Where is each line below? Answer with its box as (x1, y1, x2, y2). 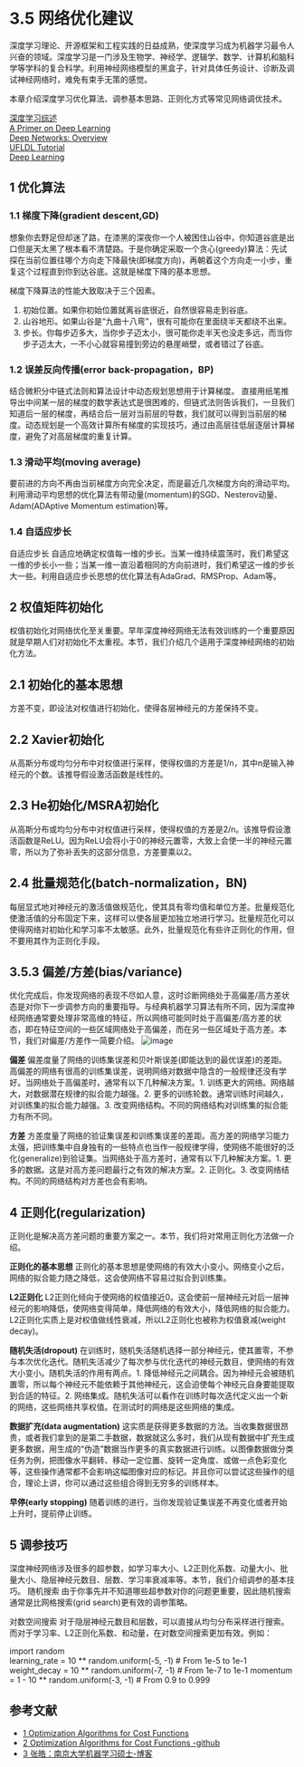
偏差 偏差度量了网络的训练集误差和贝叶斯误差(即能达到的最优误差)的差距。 (9, 1055, 288, 1066)
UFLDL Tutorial (9, 141, 65, 152)
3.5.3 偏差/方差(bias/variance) (9, 964, 183, 980)
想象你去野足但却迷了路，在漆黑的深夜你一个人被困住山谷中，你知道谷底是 (9, 232, 287, 243)
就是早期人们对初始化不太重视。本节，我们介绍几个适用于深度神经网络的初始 (9, 636, 295, 648)
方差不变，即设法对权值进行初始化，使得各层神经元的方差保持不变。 (9, 703, 263, 714)
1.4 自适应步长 (9, 526, 72, 538)
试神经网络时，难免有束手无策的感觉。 (9, 73, 152, 84)
